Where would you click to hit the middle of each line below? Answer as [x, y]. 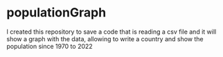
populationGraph [56, 13]
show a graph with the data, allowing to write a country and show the [105, 38]
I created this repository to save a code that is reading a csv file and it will [111, 32]
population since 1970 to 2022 [50, 46]
